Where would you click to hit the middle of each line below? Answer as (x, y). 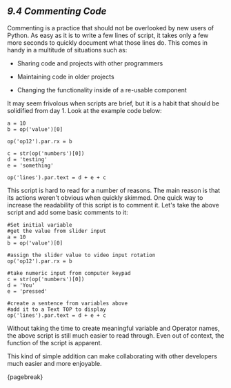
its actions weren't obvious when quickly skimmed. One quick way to (105, 197)
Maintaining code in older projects (66, 76)
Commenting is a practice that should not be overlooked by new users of (111, 28)
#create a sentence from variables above (68, 303)
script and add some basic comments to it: (68, 212)
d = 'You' (21, 285)
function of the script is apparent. (54, 343)
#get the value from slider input (57, 231)
